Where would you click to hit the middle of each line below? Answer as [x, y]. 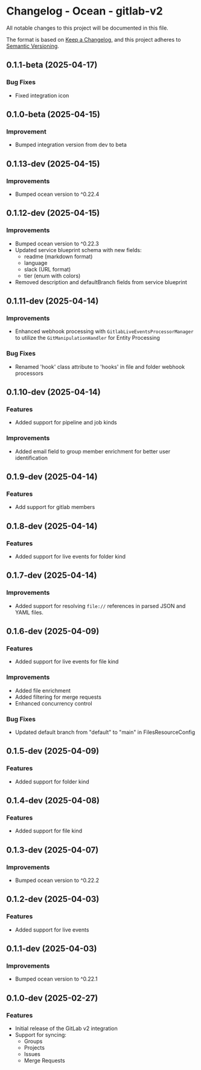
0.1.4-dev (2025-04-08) [53, 801]
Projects [34, 1048]
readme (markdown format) [58, 256]
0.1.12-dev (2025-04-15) [53, 213]
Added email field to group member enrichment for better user [93, 451]
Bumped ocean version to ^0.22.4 [57, 194]
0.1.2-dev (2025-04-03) [53, 899]
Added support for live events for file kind [67, 662]
